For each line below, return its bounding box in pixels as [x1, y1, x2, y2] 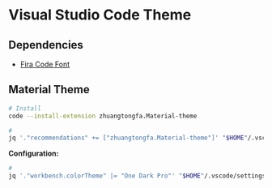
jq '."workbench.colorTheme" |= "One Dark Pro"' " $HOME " [8, 172, 205, 180]
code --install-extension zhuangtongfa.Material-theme [8, 112, 198, 120]
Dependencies [8, 38, 83, 52]
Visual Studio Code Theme [8, 6, 192, 24]
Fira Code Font [19, 59, 70, 69]
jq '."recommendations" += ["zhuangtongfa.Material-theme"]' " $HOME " [8, 134, 249, 143]
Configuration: [8, 148, 59, 159]
